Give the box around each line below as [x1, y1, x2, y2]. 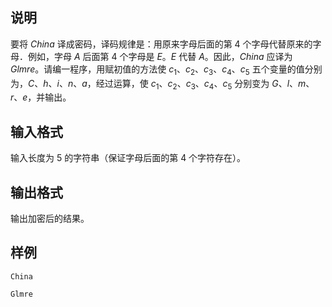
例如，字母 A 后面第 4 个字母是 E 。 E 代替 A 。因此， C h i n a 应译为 [27, 50, 293, 62]
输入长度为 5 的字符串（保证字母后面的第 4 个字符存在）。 [10, 152, 247, 164]
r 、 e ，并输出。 [10, 91, 72, 103]
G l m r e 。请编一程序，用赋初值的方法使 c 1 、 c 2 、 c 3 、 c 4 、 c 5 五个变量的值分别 [10, 63, 323, 77]
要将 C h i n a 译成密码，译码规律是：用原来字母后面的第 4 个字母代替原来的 [10, 38, 313, 50]
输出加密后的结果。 [10, 213, 90, 225]
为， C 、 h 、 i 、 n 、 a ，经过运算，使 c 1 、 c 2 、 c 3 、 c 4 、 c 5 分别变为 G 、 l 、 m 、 [10, 77, 315, 92]
